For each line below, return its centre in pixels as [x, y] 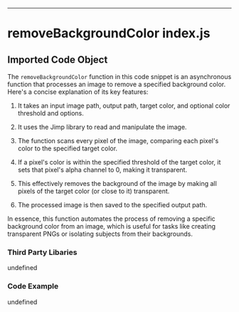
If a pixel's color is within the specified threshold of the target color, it [119, 162]
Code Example [33, 286]
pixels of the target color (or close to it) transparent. [94, 191]
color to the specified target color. [68, 148]
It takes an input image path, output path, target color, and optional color [124, 105]
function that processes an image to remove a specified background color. [117, 84]
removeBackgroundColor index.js [109, 33]
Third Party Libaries [42, 252]
